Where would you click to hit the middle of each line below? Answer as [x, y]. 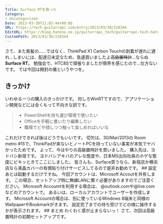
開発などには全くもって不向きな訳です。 [49, 104]
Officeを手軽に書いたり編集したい [58, 121]
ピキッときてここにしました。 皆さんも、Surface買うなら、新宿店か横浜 [86, 162]
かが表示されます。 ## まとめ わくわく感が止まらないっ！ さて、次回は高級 [80, 210]
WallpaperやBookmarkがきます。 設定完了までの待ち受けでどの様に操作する [81, 204]
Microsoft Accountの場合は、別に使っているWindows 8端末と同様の [82, 198]
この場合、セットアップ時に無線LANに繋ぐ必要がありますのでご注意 [82, 180]
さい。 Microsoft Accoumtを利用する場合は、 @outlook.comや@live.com [82, 186]
